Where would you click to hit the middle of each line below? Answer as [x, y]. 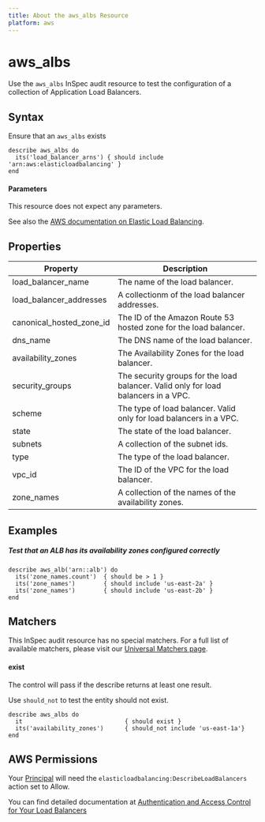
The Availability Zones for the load [181, 353]
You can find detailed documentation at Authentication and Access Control [129, 802]
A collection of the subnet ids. [173, 444]
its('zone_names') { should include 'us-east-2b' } [114, 590]
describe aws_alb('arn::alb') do [63, 570]
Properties [35, 246]
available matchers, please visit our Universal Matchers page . [108, 649]
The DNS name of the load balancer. [185, 341]
